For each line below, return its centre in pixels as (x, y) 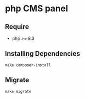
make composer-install (28, 65)
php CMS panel (37, 9)
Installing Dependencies (42, 54)
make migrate (18, 91)
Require (17, 27)
